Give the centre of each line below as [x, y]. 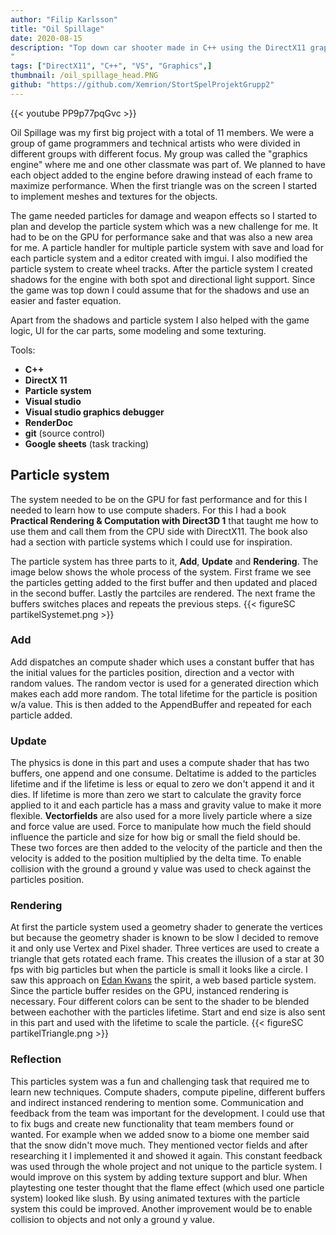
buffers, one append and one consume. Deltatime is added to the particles [163, 773]
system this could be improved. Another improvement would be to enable [161, 1208]
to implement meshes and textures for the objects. [114, 196]
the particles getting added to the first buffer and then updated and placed [164, 582]
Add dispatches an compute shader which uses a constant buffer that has [162, 662]
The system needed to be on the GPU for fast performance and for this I [159, 499]
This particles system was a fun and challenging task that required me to [160, 1081]
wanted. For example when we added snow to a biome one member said [160, 1134]
